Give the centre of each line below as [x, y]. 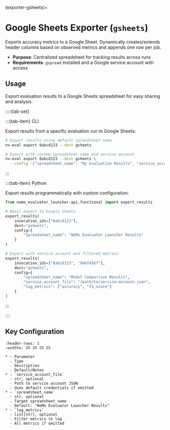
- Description [25, 366]
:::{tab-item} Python [26, 183]
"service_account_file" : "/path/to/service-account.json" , [87, 282]
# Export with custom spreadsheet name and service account [70, 154]
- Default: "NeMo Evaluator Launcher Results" [60, 406]
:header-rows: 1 [22, 343]
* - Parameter [20, 357]
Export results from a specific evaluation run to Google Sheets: [71, 131]
